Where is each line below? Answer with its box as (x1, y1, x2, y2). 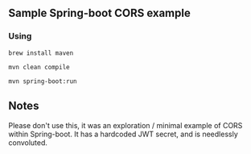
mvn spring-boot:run (8, 77, 78, 85)
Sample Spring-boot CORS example (8, 6, 191, 20)
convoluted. (8, 137, 48, 148)
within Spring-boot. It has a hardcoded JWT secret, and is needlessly (8, 129, 239, 139)
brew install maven (8, 48, 74, 57)
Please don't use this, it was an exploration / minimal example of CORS (8, 120, 243, 130)
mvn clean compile (8, 63, 70, 71)
